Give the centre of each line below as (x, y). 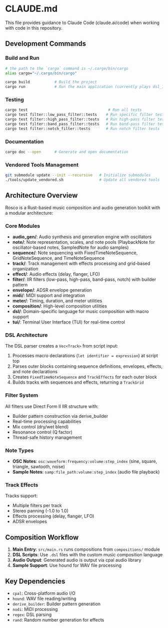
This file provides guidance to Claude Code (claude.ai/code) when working (82, 23)
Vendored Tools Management (42, 165)
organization (25, 269)
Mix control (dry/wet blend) (40, 426)
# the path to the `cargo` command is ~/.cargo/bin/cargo (67, 68)
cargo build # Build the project (51, 82)
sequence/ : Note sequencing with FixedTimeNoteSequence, (75, 253)
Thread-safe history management (47, 437)
